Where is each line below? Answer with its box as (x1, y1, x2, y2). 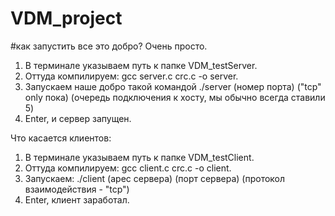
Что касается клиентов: (10, 132, 112, 144)
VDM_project (10, 7, 123, 30)
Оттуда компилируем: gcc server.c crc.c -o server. (24, 70, 239, 82)
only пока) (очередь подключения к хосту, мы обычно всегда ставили (24, 91, 326, 103)
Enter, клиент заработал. (24, 193, 130, 206)
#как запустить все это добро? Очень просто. (10, 40, 208, 52)
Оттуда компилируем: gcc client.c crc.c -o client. (24, 162, 232, 174)
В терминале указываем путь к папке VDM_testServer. (24, 59, 258, 71)
